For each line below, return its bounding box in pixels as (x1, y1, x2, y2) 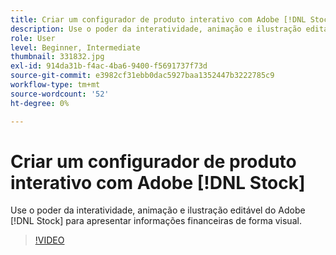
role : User (10, 33, 56, 43)
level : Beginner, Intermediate (10, 42, 141, 53)
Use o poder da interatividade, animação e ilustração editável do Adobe (10, 204, 306, 216)
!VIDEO (34, 234, 65, 246)
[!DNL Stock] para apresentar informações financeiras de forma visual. (10, 215, 302, 227)
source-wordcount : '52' (10, 89, 110, 99)
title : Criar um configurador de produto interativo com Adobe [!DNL (10, 14, 307, 25)
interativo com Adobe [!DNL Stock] (10, 171, 306, 194)
